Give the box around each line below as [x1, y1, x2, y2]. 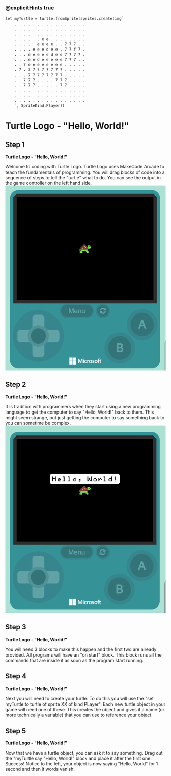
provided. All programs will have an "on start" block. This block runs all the [5, 651, 162, 658]
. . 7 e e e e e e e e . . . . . [14, 62, 85, 67]
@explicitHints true [5, 4, 54, 11]
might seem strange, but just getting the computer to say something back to [5, 415, 165, 421]
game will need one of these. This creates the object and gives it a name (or [5, 706, 164, 712]
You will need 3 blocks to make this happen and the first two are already [5, 646, 157, 652]
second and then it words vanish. [5, 766, 75, 772]
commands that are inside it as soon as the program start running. [5, 657, 144, 663]
